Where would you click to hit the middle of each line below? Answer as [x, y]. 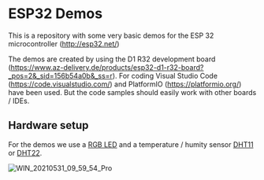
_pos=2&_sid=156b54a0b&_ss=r [60, 75]
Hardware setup [48, 125]
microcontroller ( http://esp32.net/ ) [64, 43]
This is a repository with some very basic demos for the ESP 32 [111, 35]
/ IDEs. [19, 101]
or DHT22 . [25, 152]
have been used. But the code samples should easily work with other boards [132, 92]
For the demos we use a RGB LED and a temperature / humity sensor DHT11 [131, 144]
